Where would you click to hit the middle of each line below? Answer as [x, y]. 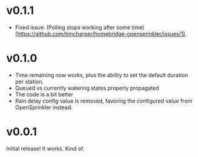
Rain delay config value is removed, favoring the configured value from [104, 101]
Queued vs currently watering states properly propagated [87, 88]
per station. [29, 81]
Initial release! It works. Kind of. [45, 149]
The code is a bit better [44, 94]
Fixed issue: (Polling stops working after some [73, 27]
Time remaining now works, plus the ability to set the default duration [101, 75]
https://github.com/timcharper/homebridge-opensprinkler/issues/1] [101, 33]
